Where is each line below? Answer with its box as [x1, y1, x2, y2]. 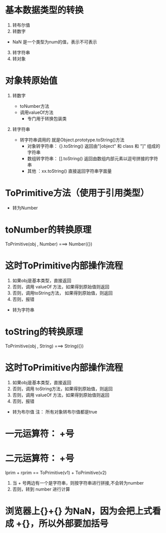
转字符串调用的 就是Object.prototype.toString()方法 [19, 137, 125, 143]
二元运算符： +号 [5, 453, 75, 464]
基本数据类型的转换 [5, 4, 84, 16]
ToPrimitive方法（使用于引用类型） [5, 188, 149, 199]
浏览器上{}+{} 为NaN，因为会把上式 [5, 505, 153, 517]
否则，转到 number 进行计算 [12, 486, 71, 492]
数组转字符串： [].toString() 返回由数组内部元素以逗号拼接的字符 [27, 155, 158, 161]
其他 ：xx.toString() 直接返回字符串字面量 [27, 168, 112, 174]
